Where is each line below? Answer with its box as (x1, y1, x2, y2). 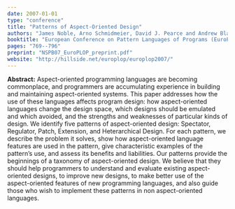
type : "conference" (7, 17, 64, 24)
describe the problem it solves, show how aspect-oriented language (7, 134, 204, 143)
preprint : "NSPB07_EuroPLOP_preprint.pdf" (7, 50, 133, 57)
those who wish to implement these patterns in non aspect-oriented (7, 186, 203, 194)
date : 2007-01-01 (7, 10, 58, 17)
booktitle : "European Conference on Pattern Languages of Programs (7, 36, 208, 43)
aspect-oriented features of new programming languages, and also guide (7, 179, 219, 187)
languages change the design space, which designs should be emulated (7, 104, 215, 113)
